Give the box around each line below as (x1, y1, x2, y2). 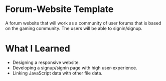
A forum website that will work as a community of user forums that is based (5, 20, 161, 26)
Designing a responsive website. (12, 59, 80, 65)
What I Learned (5, 43, 70, 54)
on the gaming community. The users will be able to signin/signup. (5, 25, 143, 31)
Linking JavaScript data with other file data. (12, 70, 103, 76)
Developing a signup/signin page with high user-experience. (12, 64, 137, 70)
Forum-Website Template (5, 3, 114, 15)
